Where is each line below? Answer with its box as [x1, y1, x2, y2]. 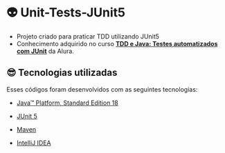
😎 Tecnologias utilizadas [6, 67, 118, 79]
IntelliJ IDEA [16, 139, 51, 147]
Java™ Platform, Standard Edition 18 [16, 99, 118, 107]
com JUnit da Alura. [16, 47, 74, 55]
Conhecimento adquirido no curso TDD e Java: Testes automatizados [16, 39, 218, 48]
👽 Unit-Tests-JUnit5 [6, 5, 126, 21]
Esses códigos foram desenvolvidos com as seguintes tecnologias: [6, 85, 198, 93]
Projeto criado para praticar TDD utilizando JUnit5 [16, 32, 160, 41]
